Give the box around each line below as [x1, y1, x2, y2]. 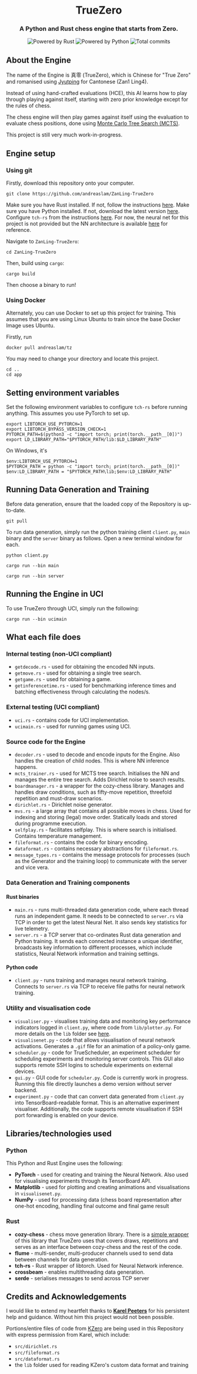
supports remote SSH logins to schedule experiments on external [14, 1061, 173, 1068]
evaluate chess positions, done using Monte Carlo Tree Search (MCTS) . [6, 120, 180, 127]
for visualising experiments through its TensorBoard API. [14, 1177, 152, 1185]
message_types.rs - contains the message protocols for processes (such [14, 851, 190, 858]
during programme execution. [14, 820, 87, 827]
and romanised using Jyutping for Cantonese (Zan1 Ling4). [6, 78, 149, 86]
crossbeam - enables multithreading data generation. [14, 1268, 145, 1275]
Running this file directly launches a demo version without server [14, 1080, 172, 1087]
